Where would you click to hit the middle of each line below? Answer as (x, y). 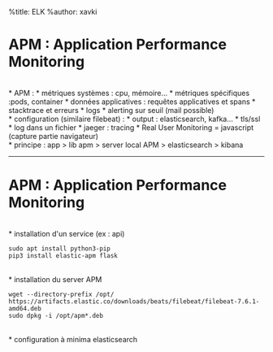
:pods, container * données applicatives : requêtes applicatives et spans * (132, 102)
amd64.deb (25, 308)
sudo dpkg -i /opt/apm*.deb (56, 315)
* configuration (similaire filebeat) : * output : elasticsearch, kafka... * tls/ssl (134, 119)
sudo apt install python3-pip (60, 248)
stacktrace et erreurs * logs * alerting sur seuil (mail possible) (111, 110)
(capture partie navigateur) (54, 136)
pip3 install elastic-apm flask (63, 255)
